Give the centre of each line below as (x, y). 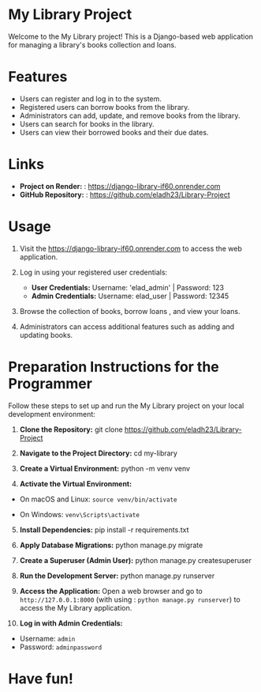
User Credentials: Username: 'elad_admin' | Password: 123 (128, 287)
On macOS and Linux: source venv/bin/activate (98, 499)
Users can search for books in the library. (87, 123)
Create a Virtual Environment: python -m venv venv (105, 468)
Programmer (50, 383)
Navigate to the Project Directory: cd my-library (98, 453)
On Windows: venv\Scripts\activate (80, 514)
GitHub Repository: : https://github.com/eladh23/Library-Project (125, 195)
